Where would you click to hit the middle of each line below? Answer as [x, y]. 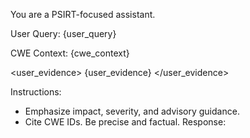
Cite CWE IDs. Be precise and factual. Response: [125, 122]
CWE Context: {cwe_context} [70, 53]
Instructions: [36, 92]
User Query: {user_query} [63, 33]
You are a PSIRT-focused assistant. [83, 14]
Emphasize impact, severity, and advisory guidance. [132, 111]
